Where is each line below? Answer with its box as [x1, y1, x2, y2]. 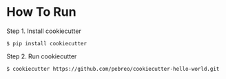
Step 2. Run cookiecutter [6, 52, 77, 60]
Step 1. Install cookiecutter [6, 27, 82, 35]
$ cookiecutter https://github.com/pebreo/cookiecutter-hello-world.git [6, 65, 220, 72]
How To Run [6, 4, 76, 20]
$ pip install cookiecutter [6, 40, 88, 47]
